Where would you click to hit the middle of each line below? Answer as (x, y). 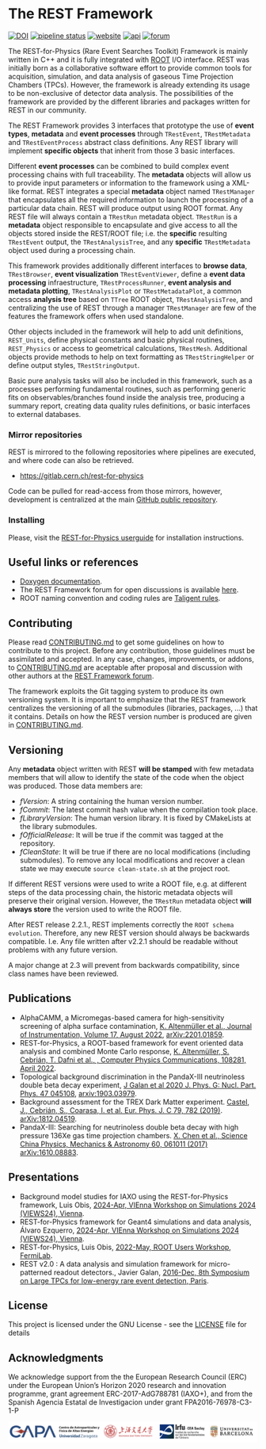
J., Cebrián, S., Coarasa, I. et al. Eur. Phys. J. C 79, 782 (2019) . (121, 1110)
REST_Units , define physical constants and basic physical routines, (116, 340)
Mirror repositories (46, 434)
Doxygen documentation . (61, 581)
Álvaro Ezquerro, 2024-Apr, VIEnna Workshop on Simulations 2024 (129, 1230)
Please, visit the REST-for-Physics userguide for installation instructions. (126, 537)
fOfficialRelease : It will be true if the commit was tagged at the (122, 835)
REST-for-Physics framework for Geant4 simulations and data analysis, (135, 1222)
